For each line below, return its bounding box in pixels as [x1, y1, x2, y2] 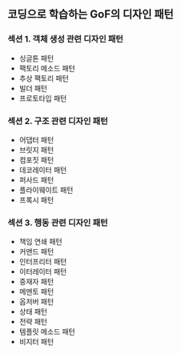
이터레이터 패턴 [18, 267, 67, 276]
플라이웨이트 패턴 [18, 185, 74, 195]
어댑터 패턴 [18, 135, 54, 144]
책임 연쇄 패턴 [18, 237, 62, 247]
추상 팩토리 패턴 [18, 73, 69, 82]
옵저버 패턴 [18, 297, 54, 307]
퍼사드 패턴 [18, 175, 54, 184]
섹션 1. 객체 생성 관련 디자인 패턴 [7, 34, 123, 45]
